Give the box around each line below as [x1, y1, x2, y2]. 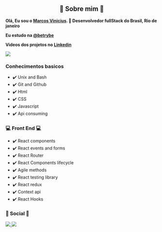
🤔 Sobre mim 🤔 [59, 5, 104, 13]
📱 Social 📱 [5, 210, 29, 217]
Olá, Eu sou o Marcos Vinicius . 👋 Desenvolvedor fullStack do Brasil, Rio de [5, 17, 157, 23]
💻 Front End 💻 [5, 125, 42, 132]
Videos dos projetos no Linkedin [5, 42, 72, 48]
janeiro [5, 23, 20, 29]
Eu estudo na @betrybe [5, 32, 54, 38]
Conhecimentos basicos [5, 63, 64, 69]
